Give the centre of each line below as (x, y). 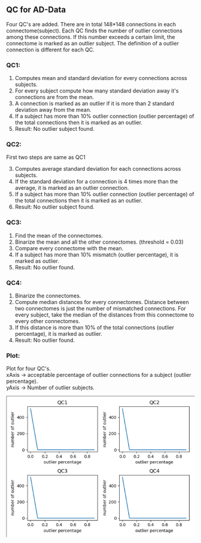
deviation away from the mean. (53, 110)
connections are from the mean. (54, 97)
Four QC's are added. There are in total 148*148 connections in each (91, 24)
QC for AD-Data (36, 10)
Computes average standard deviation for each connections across (98, 169)
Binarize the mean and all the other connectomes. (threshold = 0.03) (99, 242)
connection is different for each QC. (50, 50)
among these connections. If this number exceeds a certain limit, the (91, 37)
